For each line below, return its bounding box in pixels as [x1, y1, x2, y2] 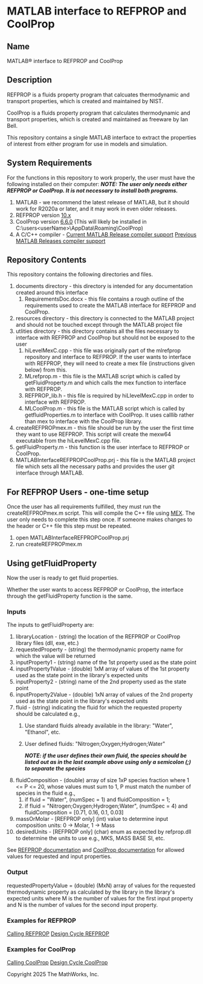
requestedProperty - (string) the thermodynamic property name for [15, 646, 184, 653]
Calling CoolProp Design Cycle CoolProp [7, 959, 108, 966]
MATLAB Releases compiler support [15, 237, 106, 244]
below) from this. [24, 366, 67, 373]
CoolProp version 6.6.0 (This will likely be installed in [15, 218, 147, 225]
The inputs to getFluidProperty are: [7, 621, 94, 629]
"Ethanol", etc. [24, 729, 61, 736]
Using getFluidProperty [7, 558, 97, 568]
